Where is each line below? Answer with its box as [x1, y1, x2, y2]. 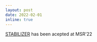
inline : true [5, 17, 33, 22]
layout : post [5, 7, 33, 13]
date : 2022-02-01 [5, 12, 42, 17]
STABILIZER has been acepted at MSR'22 [5, 31, 92, 37]
